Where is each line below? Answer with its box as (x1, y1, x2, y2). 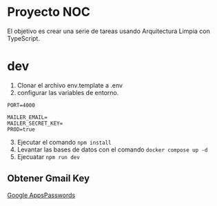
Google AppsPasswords (7, 191, 76, 199)
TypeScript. (7, 34, 40, 42)
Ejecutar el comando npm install (17, 138, 112, 146)
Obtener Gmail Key (7, 173, 90, 185)
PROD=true (7, 125, 36, 133)
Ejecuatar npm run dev (17, 152, 81, 161)
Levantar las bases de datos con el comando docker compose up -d (17, 145, 208, 154)
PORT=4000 (7, 101, 36, 109)
